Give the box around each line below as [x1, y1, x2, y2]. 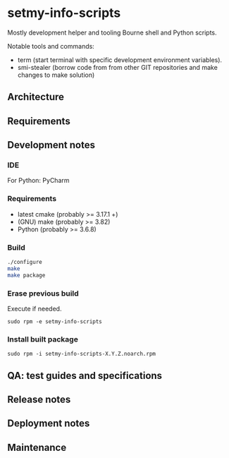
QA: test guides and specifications [7, 369, 163, 382]
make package [7, 272, 46, 279]
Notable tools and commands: [7, 42, 95, 50]
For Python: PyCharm [7, 176, 70, 185]
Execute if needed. [7, 304, 62, 313]
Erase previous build [7, 288, 79, 298]
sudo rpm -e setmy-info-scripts [7, 318, 102, 325]
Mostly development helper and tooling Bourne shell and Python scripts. [7, 28, 217, 37]
